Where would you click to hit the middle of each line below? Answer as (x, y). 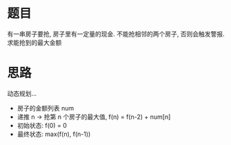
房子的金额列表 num (46, 108)
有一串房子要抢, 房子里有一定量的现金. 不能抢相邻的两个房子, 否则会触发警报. (116, 34)
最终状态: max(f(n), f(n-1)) (54, 134)
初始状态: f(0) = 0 (42, 125)
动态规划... (22, 93)
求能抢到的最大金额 (34, 42)
